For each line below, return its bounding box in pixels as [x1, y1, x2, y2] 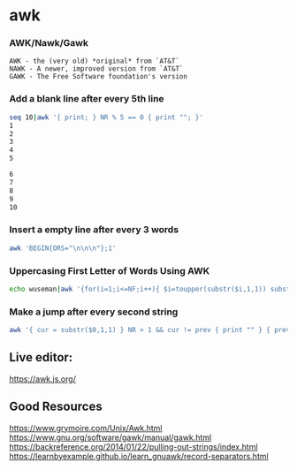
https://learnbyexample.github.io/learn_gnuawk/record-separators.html [9, 451, 269, 461]
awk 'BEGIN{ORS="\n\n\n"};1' [9, 244, 117, 253]
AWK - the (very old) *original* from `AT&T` [9, 57, 179, 66]
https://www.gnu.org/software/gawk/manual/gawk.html [9, 432, 212, 443]
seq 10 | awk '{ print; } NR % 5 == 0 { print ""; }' [9, 112, 203, 122]
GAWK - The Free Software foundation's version [9, 72, 188, 81]
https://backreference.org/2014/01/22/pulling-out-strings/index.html [9, 441, 258, 451]
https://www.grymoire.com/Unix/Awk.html [9, 422, 163, 433]
